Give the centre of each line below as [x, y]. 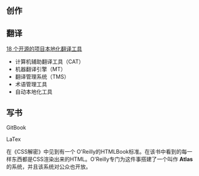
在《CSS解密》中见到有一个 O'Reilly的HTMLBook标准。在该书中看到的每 [97, 152]
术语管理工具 [31, 84]
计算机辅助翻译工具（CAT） [50, 61]
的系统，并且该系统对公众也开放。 [49, 167]
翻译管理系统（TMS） [42, 77]
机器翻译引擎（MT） [41, 69]
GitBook [16, 128]
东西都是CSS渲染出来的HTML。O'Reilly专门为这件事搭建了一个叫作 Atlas [102, 159]
